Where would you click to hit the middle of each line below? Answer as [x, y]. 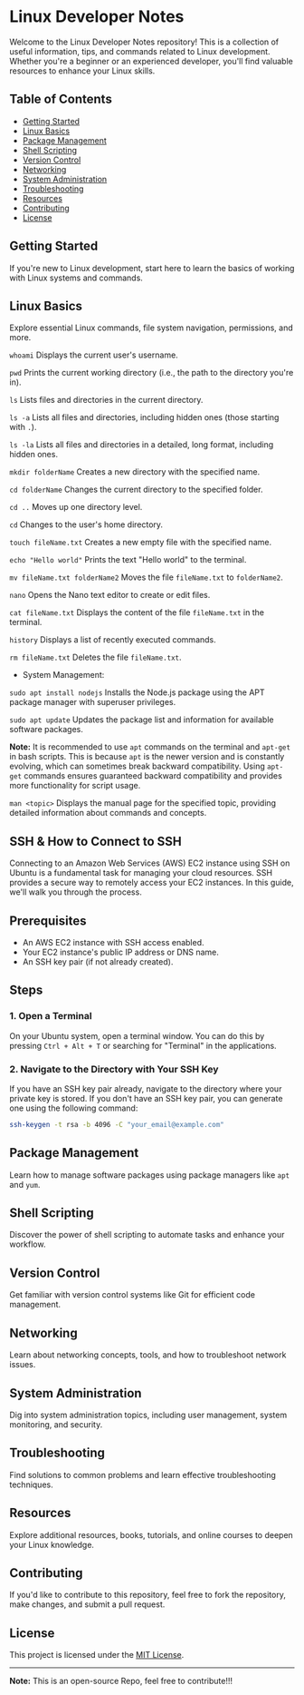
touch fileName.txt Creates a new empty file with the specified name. [141, 543]
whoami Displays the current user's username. [94, 355]
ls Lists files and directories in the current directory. [106, 400]
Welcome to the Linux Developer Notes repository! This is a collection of [144, 42]
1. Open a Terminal [51, 1016]
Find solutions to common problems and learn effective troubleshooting [142, 1475]
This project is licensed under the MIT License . [97, 1655]
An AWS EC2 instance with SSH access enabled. [114, 942]
